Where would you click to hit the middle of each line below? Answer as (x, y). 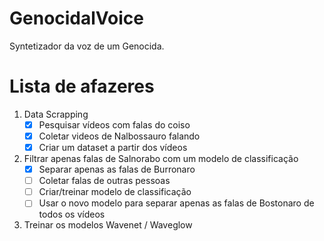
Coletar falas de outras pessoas (104, 181)
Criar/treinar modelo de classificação (115, 192)
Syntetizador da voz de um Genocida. (87, 46)
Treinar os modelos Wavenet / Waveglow (108, 225)
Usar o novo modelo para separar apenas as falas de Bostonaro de (176, 203)
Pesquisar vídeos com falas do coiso (114, 124)
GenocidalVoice (76, 18)
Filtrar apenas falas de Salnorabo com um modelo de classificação (161, 159)
